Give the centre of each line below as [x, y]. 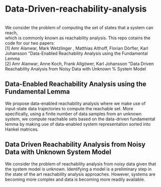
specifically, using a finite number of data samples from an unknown [73, 114]
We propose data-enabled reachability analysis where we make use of [75, 103]
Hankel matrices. [22, 129]
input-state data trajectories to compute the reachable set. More [69, 108]
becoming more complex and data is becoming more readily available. [75, 179]
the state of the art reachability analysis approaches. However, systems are [80, 174]
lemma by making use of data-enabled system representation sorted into [78, 124]
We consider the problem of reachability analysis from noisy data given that [80, 164]
